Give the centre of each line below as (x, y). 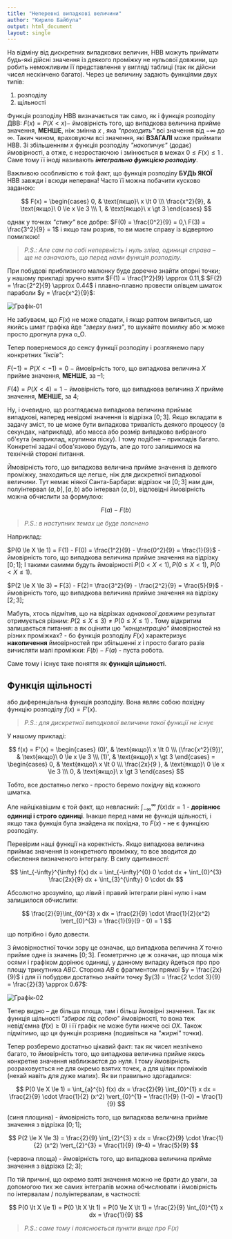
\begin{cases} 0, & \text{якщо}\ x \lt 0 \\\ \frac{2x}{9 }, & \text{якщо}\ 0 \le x (116, 765)
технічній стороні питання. (46, 454)
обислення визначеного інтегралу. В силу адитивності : (88, 858)
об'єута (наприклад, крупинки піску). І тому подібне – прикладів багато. (114, 439)
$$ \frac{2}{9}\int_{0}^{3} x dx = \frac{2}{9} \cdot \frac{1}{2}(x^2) (116, 913)
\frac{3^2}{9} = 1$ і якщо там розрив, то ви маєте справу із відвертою (110, 229)
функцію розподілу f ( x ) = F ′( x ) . (52, 709)
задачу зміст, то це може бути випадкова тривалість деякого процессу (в (116, 425)
